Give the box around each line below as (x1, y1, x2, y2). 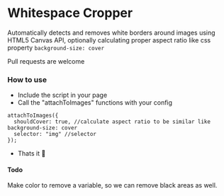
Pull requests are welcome (7, 57, 85, 65)
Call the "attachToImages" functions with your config (17, 98, 172, 107)
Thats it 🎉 (17, 149, 46, 158)
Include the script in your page (17, 91, 108, 100)
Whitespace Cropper (7, 5, 133, 21)
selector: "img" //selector (13, 131, 97, 138)
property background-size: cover (7, 43, 105, 52)
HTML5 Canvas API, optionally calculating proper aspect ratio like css (7, 35, 211, 44)
